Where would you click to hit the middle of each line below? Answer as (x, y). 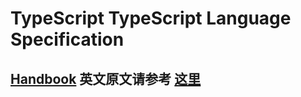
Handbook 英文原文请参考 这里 (106, 78)
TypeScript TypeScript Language (151, 18)
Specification (67, 39)
